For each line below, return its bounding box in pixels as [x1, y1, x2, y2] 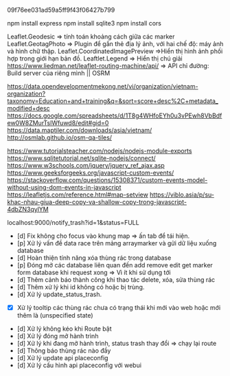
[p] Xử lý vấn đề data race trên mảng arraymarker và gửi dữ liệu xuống [16, 239, 217, 247]
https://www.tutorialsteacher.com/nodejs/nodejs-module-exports [7, 147, 192, 155]
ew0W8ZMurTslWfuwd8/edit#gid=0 [7, 119, 109, 126]
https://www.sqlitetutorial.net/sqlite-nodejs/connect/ [7, 154, 156, 162]
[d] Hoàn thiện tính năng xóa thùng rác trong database [16, 254, 172, 262]
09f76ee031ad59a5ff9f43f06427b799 [7, 6, 115, 14]
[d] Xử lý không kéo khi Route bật [16, 324, 112, 333]
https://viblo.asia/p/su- [150, 190, 215, 199]
